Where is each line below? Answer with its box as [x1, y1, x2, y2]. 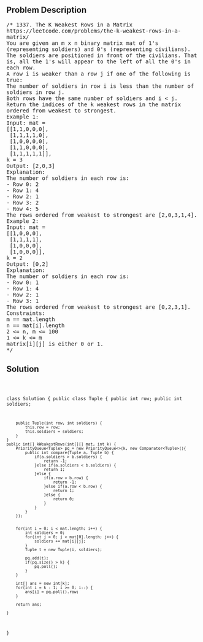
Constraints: [6, 309, 46, 317]
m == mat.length [6, 315, 55, 323]
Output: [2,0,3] [6, 162, 55, 169]
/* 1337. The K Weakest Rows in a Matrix [6, 21, 133, 28]
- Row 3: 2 [6, 199, 39, 206]
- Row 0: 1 [6, 279, 39, 286]
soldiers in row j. [6, 88, 65, 96]
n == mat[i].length [6, 322, 65, 329]
